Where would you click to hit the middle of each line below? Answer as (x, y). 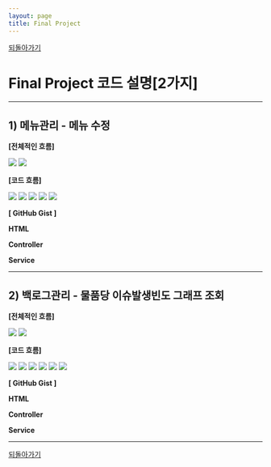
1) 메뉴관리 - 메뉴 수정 (59, 125)
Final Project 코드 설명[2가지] (103, 83)
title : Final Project (45, 23)
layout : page (30, 16)
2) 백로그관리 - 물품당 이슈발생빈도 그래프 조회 (116, 295)
